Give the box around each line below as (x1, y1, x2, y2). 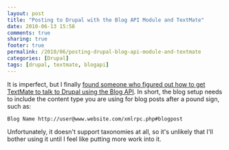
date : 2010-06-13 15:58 (7, 23, 76, 30)
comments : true (7, 29, 51, 36)
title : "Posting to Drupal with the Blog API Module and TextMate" (7, 17, 205, 23)
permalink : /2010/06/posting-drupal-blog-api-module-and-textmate (7, 49, 201, 56)
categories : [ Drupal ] (7, 55, 69, 62)
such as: (7, 102, 32, 110)
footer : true (7, 42, 45, 49)
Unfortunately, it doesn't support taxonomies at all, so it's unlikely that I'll (7, 127, 213, 136)
